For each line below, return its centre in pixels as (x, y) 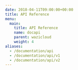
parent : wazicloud (33, 37)
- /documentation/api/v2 (35, 60)
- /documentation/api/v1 (35, 55)
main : (15, 23)
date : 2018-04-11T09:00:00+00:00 (39, 10)
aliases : (14, 46)
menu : (11, 19)
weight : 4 (24, 42)
